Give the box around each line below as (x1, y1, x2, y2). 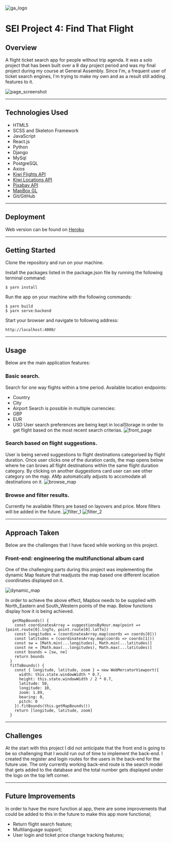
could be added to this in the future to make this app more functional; (5, 811, 152, 817)
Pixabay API (12, 182, 38, 188)
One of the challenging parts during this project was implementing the (5, 567, 153, 573)
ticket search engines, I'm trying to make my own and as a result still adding (5, 73, 165, 79)
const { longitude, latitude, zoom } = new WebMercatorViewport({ (14, 668, 159, 673)
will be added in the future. (5, 509, 62, 515)
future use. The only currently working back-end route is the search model (5, 761, 163, 767)
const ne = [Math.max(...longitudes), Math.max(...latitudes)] (14, 645, 153, 650)
